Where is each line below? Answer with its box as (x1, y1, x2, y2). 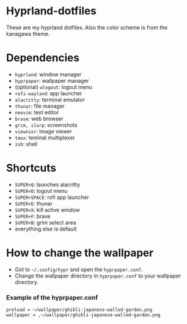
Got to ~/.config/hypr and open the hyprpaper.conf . (14, 266, 143, 273)
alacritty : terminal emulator (14, 96, 85, 103)
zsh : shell (14, 140, 37, 147)
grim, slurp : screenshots (14, 121, 78, 129)
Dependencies (6, 51, 80, 65)
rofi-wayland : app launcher (14, 89, 83, 96)
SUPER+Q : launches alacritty (14, 180, 80, 188)
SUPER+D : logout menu (14, 187, 68, 194)
